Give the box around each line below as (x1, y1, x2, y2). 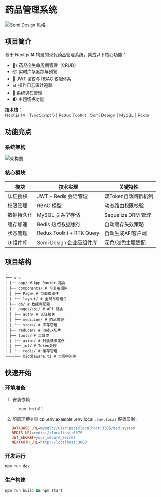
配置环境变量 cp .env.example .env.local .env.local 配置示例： (12, 416, 139, 422)
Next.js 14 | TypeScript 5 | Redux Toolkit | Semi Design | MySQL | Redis (5, 112, 149, 118)
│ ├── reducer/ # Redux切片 (5, 328, 62, 333)
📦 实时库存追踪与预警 (12, 68, 58, 74)
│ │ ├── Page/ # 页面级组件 (5, 291, 59, 296)
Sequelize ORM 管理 (104, 211, 152, 218)
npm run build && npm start (5, 488, 63, 493)
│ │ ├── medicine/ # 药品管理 (5, 317, 64, 322)
